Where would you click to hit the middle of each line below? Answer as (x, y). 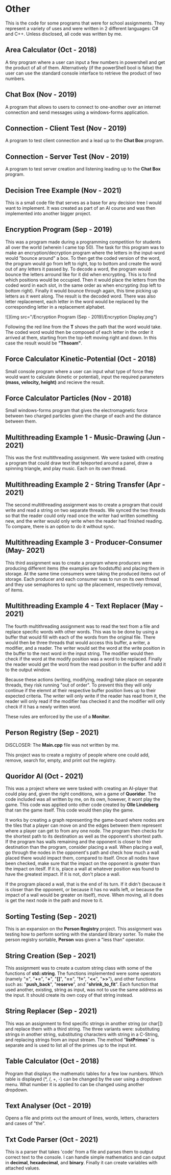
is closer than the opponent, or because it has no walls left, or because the (84, 890)
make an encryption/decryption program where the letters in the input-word (85, 253)
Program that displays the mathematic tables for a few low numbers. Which (84, 1073)
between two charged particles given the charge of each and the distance (83, 416)
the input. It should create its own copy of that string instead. (69, 995)
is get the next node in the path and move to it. (54, 900)
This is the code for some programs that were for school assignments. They (85, 23)
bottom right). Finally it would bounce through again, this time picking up (82, 290)
